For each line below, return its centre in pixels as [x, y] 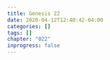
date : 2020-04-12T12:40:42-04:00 [55, 20]
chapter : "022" [29, 39]
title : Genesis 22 [34, 13]
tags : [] [20, 33]
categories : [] [29, 26]
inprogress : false [34, 46]
